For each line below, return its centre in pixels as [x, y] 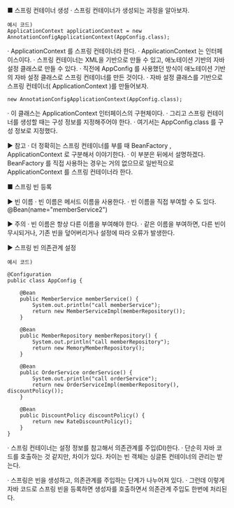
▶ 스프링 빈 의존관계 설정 [42, 248]
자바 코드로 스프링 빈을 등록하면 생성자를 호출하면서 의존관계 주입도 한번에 [108, 489]
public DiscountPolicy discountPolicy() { [82, 416]
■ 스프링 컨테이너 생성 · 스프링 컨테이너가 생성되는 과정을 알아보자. [98, 10]
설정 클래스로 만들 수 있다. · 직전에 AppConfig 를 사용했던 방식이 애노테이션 [110, 68]
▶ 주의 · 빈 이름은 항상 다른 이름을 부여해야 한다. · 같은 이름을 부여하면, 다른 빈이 [117, 224]
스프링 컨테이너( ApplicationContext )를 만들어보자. [78, 86]
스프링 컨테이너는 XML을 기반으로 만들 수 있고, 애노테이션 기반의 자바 [131, 60]
